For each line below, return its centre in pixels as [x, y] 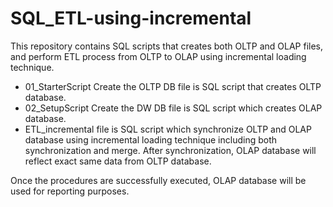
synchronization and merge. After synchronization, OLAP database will [170, 150]
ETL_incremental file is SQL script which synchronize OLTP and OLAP [168, 129]
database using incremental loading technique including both [150, 139]
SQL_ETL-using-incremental [131, 18]
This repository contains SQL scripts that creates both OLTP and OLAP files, [167, 46]
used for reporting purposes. [70, 191]
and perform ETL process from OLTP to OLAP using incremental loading [158, 56]
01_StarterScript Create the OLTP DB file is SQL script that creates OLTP [173, 86]
